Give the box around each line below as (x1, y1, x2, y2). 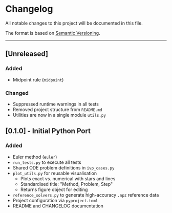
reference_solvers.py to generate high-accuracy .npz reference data (12, 191, 159, 198)
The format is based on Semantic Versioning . (5, 30, 101, 36)
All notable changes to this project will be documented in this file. (5, 20, 143, 26)
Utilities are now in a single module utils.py (12, 112, 106, 118)
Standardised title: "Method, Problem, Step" (20, 181, 113, 187)
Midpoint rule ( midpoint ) (12, 76, 64, 82)
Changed (5, 89, 29, 96)
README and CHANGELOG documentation (12, 203, 104, 209)
